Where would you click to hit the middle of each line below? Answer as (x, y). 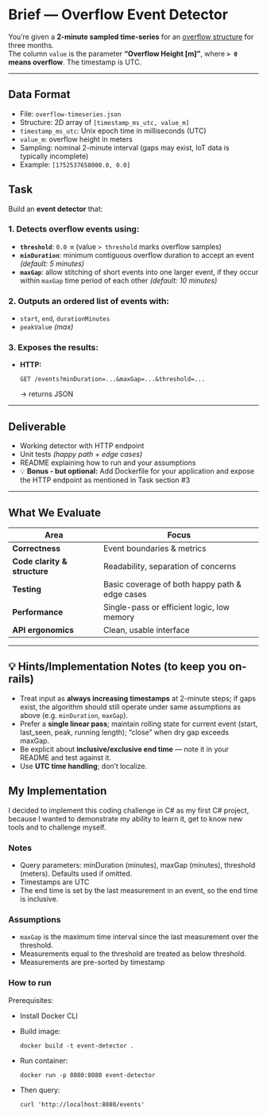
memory (119, 617)
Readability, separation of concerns (170, 567)
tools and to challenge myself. (57, 827)
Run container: (44, 1060)
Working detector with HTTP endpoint (82, 446)
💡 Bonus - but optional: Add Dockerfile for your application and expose (137, 471)
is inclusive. (39, 899)
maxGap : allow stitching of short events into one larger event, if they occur (139, 271)
